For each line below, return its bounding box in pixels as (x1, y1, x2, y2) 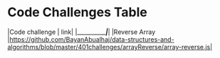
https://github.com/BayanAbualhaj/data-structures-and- (9, 35, 174, 43)
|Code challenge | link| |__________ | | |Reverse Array (7, 28, 156, 36)
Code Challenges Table (7, 4, 148, 21)
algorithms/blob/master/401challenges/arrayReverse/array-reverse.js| (7, 42, 213, 51)
